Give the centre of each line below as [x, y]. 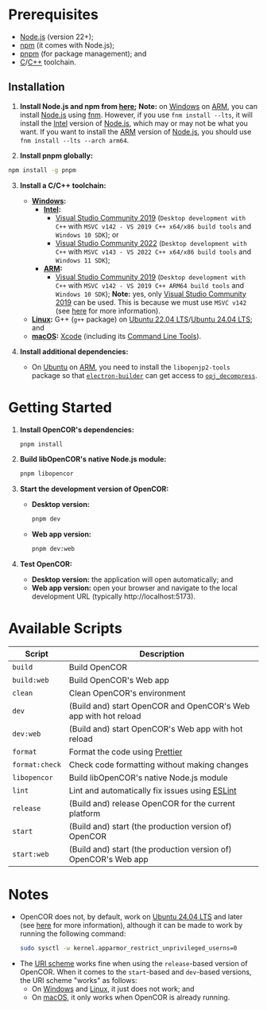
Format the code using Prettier [126, 752]
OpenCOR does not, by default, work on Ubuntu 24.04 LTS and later [131, 916]
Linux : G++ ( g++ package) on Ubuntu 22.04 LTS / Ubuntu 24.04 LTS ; [142, 319]
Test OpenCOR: [46, 564]
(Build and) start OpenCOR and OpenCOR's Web [159, 706]
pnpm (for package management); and [83, 53]
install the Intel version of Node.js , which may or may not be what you [134, 123]
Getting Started [60, 407]
